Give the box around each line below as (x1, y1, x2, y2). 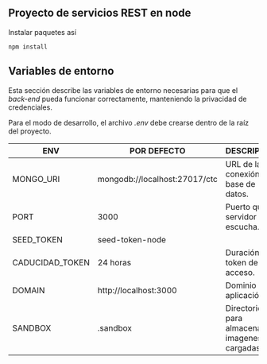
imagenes (225, 332, 262, 343)
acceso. (225, 266, 256, 277)
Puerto (225, 201, 251, 212)
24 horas (97, 257, 132, 268)
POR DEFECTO (130, 145, 186, 156)
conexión (225, 168, 261, 180)
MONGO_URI (12, 173, 60, 184)
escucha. (225, 221, 260, 232)
